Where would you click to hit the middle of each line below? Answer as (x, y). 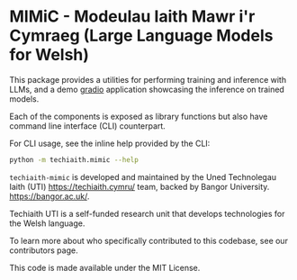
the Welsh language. (47, 223)
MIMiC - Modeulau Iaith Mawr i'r (132, 17)
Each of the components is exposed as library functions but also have (139, 116)
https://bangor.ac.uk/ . (49, 196)
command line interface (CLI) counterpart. (88, 126)
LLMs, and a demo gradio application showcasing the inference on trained (147, 89)
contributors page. (44, 250)
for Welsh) (49, 55)
